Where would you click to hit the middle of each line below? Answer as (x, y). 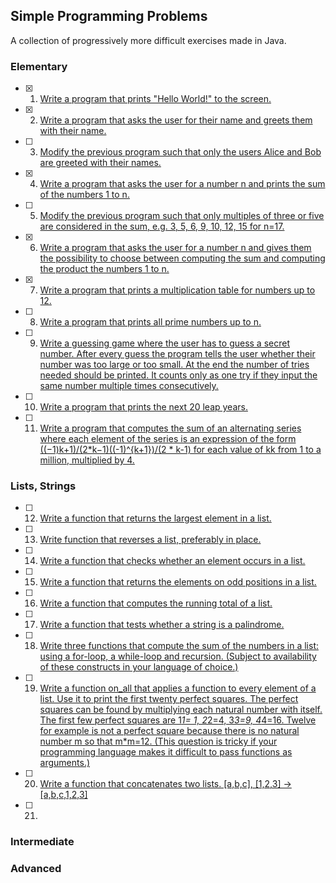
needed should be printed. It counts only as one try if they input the (178, 375)
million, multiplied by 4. (87, 460)
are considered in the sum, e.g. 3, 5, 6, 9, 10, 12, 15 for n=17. (162, 226)
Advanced (36, 869)
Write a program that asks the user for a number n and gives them (175, 248)
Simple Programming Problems (109, 16)
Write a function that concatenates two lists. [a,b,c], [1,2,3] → (165, 784)
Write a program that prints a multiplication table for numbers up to (177, 290)
